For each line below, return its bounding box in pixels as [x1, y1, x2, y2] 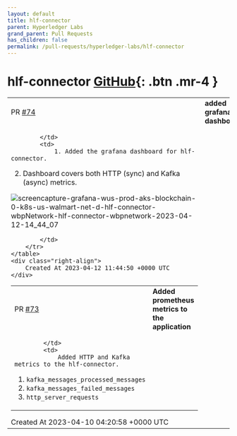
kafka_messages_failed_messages [26, 384, 135, 392]
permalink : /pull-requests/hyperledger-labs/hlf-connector [7, 43, 185, 50]
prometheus [152, 295, 195, 305]
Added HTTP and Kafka [57, 353, 130, 361]
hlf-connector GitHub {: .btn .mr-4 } [7, 73, 219, 90]
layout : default [7, 10, 55, 18]
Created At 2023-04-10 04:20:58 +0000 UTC [11, 417, 169, 427]
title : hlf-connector [7, 17, 71, 24]
